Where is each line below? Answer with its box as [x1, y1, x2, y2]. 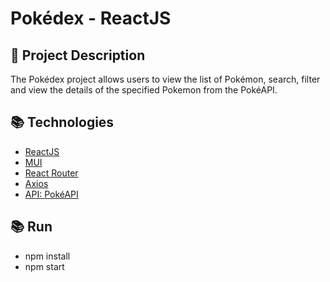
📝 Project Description [10, 47, 146, 64]
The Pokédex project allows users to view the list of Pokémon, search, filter [10, 73, 321, 85]
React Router [24, 167, 79, 179]
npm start [24, 260, 65, 272]
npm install [24, 250, 71, 262]
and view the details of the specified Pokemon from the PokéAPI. [10, 84, 278, 96]
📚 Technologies [10, 114, 115, 131]
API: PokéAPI [24, 188, 79, 200]
